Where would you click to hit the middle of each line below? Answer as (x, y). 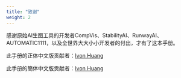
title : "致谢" (23, 12)
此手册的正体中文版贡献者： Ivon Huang (55, 55)
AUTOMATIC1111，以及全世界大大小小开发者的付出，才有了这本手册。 (93, 43)
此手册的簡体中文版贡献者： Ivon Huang (55, 68)
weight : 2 (19, 17)
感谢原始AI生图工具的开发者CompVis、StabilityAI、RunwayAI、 (84, 35)
